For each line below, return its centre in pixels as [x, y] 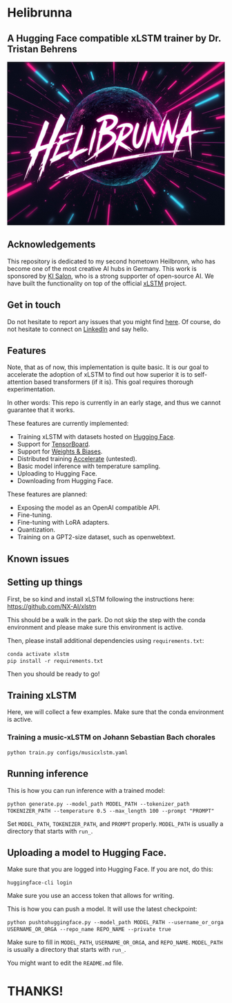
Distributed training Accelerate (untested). [77, 459]
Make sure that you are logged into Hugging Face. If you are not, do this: [110, 870]
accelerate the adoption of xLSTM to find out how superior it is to [100, 375]
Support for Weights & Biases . [60, 451]
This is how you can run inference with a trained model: [86, 790]
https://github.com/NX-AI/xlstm [52, 606]
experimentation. [31, 389]
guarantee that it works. [41, 410]
